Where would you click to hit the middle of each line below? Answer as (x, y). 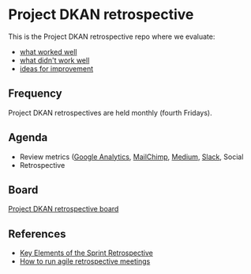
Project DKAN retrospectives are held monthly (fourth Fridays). (110, 112)
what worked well (48, 51)
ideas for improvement (56, 68)
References (37, 234)
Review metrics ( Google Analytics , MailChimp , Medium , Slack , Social (131, 157)
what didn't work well (54, 60)
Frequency (35, 94)
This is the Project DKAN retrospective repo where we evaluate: (112, 36)
